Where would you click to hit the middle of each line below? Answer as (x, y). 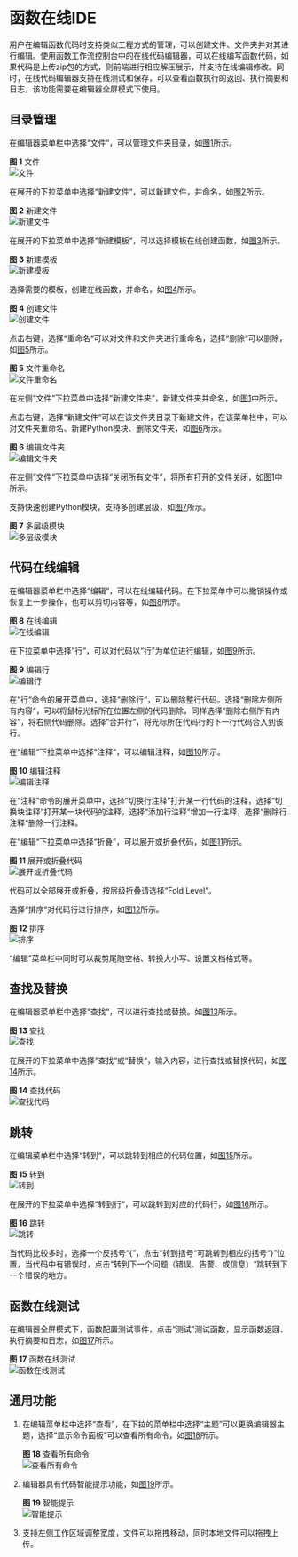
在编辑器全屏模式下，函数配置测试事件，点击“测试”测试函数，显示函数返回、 (149, 1329)
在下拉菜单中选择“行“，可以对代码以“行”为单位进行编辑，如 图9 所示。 (135, 650)
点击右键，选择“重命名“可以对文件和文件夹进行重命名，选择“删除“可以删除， (148, 338)
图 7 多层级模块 (37, 526)
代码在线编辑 (44, 568)
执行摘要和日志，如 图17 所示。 (63, 1340)
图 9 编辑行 (30, 669)
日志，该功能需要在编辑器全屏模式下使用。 (87, 89)
